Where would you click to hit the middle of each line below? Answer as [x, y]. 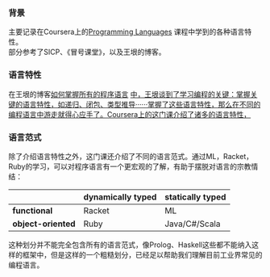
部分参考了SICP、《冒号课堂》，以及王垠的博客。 [87, 52]
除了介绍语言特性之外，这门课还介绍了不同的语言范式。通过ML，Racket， [131, 156]
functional [33, 210]
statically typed [195, 197]
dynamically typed [120, 197]
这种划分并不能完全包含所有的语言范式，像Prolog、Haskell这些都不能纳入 [130, 245]
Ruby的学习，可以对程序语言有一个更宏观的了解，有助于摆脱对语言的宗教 [130, 166]
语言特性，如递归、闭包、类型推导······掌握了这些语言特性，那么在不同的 [141, 104]
